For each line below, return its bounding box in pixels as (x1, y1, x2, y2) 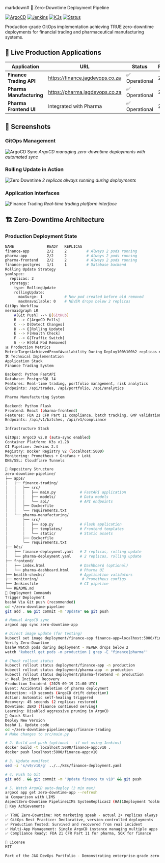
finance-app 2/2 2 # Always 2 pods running (5, 249, 137, 254)
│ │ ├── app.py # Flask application (5, 522, 122, 527)
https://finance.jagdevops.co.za (48, 74, 121, 81)
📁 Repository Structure (5, 467, 54, 472)
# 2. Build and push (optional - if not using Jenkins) (5, 740, 122, 746)
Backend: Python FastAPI (5, 372, 56, 377)
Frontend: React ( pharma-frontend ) (5, 408, 78, 413)
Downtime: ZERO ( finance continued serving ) (5, 704, 98, 709)
